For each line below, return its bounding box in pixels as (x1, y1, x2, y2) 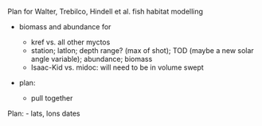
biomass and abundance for (18, 22, 111, 31)
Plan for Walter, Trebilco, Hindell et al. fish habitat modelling (7, 7, 204, 16)
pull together (30, 94, 73, 102)
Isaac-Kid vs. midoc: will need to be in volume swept (30, 63, 204, 72)
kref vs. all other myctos (30, 37, 111, 47)
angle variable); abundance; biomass (30, 55, 153, 63)
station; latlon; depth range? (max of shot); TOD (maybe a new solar (30, 46, 254, 55)
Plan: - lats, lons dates (7, 109, 80, 118)
